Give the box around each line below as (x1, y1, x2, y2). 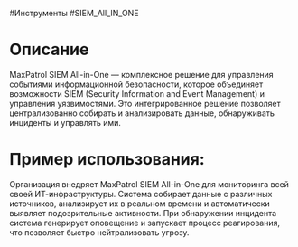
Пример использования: (9, 149, 205, 170)
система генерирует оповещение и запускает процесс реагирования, (9, 217, 280, 228)
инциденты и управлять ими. (9, 117, 122, 128)
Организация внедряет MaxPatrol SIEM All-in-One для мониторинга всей (9, 178, 289, 189)
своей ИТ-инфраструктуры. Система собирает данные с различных (9, 188, 273, 199)
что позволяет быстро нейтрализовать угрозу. (9, 226, 190, 238)
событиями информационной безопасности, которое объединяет (9, 79, 264, 90)
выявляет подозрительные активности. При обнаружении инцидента (9, 207, 277, 218)
